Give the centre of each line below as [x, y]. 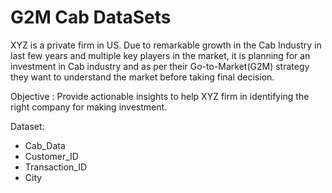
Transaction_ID [56, 167]
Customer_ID [51, 156]
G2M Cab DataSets [91, 17]
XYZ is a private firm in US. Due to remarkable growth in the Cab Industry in [166, 45]
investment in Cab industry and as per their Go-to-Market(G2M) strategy [160, 66]
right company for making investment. [89, 107]
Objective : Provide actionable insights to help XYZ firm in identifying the [160, 96]
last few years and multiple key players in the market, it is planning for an [160, 55]
